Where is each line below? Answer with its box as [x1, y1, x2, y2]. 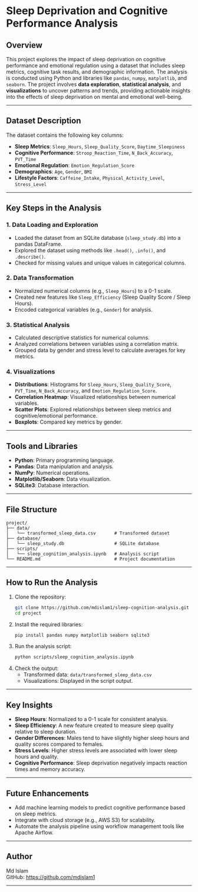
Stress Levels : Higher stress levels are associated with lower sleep [14, 747, 178, 754]
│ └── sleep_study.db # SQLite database [6, 541, 160, 547]
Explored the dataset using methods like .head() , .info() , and [14, 246, 166, 254]
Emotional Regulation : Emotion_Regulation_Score [14, 161, 134, 169]
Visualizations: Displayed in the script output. [23, 678, 133, 685]
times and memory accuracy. [14, 766, 85, 773]
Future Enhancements [6, 788, 90, 798]
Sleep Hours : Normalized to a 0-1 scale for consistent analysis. [14, 716, 168, 723]
